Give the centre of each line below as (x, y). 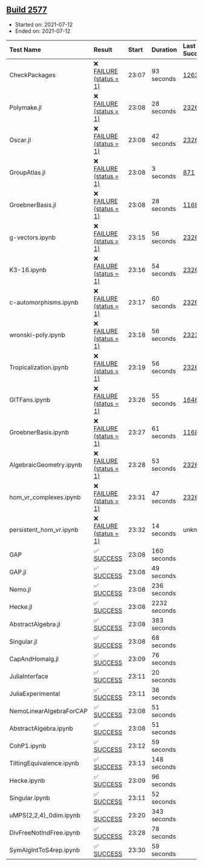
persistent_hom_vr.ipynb (44, 529)
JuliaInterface (29, 676)
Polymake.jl (26, 107)
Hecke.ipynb (27, 780)
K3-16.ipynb (28, 270)
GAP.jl (18, 572)
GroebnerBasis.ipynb (39, 432)
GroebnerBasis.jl (33, 205)
